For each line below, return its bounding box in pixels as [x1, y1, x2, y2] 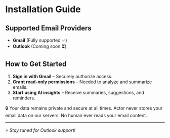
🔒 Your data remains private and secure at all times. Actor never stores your [5, 105, 163, 111]
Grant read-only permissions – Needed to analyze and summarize [12, 79, 152, 85]
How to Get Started [5, 60, 67, 68]
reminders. [12, 95, 35, 101]
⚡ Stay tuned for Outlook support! [5, 127, 76, 133]
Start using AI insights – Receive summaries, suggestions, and [12, 89, 144, 95]
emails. [12, 84, 28, 90]
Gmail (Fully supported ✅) [12, 37, 67, 43]
